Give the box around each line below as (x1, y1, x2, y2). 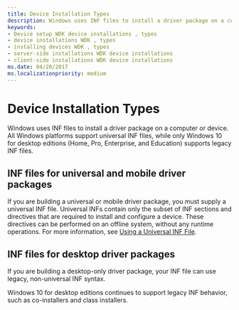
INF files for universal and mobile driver (7, 167, 186, 179)
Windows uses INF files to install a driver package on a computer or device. (7, 124, 229, 132)
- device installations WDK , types (7, 37, 116, 44)
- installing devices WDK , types (7, 43, 110, 50)
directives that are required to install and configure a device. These (7, 213, 204, 221)
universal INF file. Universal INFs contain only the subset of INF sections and (7, 205, 232, 213)
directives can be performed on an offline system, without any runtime (7, 220, 214, 228)
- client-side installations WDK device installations (7, 57, 174, 64)
